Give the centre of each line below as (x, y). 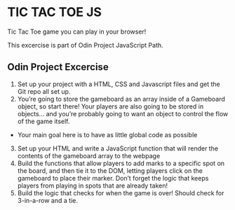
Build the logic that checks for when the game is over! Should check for (121, 192)
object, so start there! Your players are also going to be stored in (110, 106)
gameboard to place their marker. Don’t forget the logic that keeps (113, 178)
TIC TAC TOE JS (54, 12)
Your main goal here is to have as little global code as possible (107, 134)
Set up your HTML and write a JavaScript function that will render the (118, 148)
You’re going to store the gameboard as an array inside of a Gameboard (121, 99)
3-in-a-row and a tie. (48, 200)
